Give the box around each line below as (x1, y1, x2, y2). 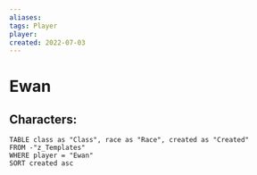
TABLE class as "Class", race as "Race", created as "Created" (9, 136, 250, 145)
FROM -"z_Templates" (9, 144, 87, 153)
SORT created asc (9, 159, 74, 168)
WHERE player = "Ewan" (9, 151, 94, 161)
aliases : (9, 12, 42, 22)
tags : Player (9, 21, 58, 30)
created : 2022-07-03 (9, 37, 87, 47)
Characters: (9, 112, 78, 127)
